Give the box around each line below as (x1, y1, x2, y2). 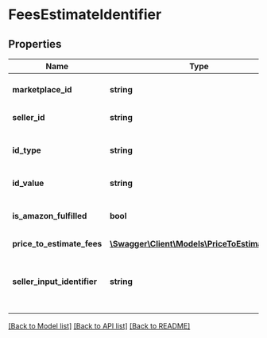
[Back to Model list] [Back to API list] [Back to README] (8, 321, 191, 331)
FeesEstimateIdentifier (8, 6, 162, 24)
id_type (12, 145, 41, 156)
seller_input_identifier (12, 276, 98, 287)
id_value (12, 177, 44, 188)
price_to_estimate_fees (12, 239, 103, 249)
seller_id (12, 112, 45, 122)
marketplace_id (12, 84, 72, 95)
